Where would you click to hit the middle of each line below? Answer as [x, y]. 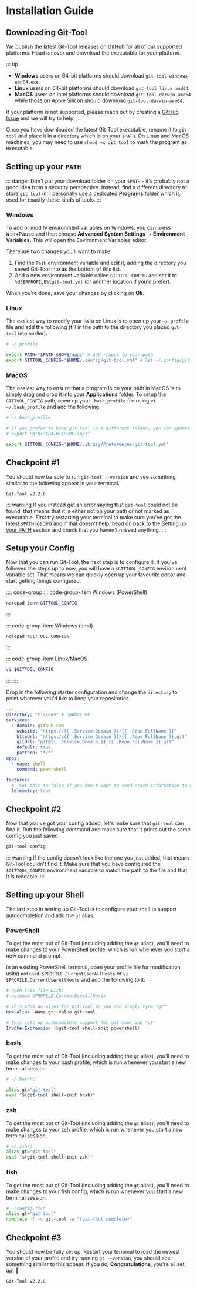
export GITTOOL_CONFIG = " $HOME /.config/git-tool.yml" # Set [80, 360]
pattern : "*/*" [35, 753]
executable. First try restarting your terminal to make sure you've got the [94, 517]
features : [18, 780]
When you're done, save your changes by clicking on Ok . [75, 293]
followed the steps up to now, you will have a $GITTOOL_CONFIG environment [96, 569]
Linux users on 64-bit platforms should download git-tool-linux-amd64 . [102, 88]
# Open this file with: [35, 991]
